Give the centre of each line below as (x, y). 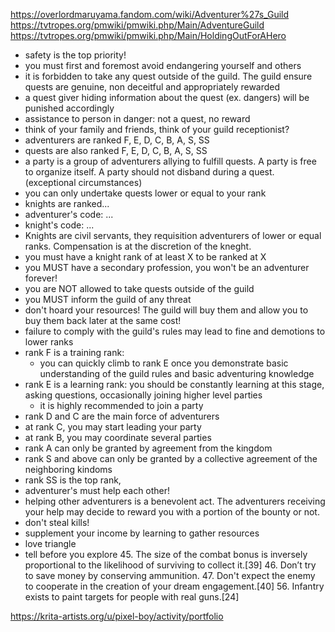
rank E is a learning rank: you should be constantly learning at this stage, (174, 384)
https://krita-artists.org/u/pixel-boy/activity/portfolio (117, 616)
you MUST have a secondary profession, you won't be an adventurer (167, 267)
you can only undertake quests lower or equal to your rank (145, 193)
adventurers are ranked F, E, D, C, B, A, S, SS (117, 140)
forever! (41, 278)
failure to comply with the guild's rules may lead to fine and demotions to (175, 331)
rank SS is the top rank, (73, 480)
